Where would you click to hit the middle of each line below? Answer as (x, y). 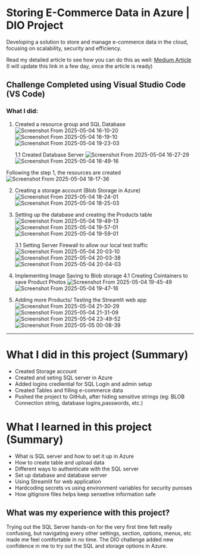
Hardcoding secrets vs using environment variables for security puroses (103, 488)
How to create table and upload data (60, 462)
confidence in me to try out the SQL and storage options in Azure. (87, 546)
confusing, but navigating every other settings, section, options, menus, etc (99, 534)
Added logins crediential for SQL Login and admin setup (83, 383)
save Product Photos (40, 282)
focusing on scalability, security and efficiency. (64, 48)
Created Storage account (46, 371)
